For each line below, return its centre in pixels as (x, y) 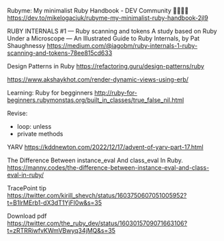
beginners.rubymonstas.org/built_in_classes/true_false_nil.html (96, 100)
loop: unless (34, 126)
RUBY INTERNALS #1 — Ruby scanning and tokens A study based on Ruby (112, 31)
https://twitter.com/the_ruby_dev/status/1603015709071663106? (97, 223)
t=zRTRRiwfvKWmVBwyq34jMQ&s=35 (61, 230)
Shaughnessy (26, 46)
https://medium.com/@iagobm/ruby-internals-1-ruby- (122, 46)
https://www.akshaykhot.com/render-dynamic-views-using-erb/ (98, 79)
